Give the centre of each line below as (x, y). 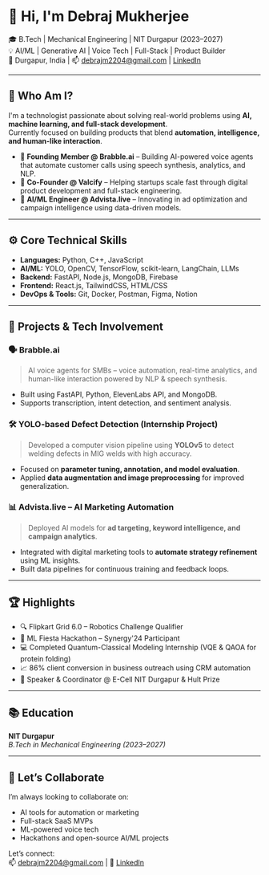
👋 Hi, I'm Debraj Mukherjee (99, 16)
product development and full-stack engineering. (101, 190)
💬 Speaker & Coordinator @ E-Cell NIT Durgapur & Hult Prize (120, 679)
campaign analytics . (62, 536)
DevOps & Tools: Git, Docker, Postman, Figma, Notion (108, 294)
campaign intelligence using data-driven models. (100, 207)
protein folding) (45, 658)
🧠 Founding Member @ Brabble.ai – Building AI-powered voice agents (137, 157)
